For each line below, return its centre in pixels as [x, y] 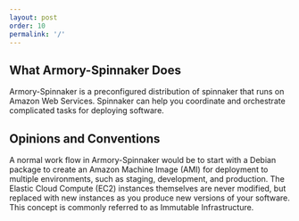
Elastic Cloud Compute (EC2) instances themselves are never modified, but [148, 188]
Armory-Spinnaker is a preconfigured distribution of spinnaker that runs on [147, 92]
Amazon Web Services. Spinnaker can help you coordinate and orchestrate [147, 101]
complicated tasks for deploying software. [87, 110]
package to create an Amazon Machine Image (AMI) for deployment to [139, 169]
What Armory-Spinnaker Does [95, 70]
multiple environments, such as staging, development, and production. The [147, 179]
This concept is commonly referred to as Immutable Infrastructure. [132, 207]
